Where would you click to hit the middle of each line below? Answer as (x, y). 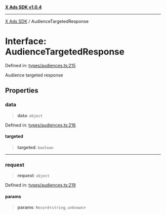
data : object (30, 115)
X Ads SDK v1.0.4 (23, 7)
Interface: (26, 41)
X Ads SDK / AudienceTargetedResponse (47, 21)
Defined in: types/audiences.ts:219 (41, 185)
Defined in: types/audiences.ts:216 (41, 125)
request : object (33, 175)
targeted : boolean (35, 147)
